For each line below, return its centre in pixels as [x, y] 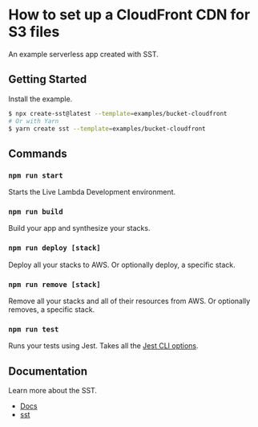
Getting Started [48, 79]
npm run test [34, 329]
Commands [38, 153]
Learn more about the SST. [53, 391]
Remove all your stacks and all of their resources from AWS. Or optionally [129, 301]
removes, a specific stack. [52, 309]
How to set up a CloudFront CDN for [129, 15]
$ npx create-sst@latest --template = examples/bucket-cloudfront [118, 113]
